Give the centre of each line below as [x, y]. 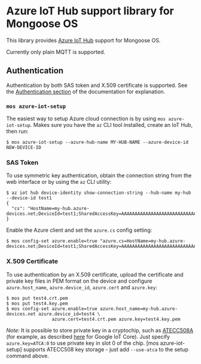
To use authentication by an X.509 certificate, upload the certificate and [95, 274]
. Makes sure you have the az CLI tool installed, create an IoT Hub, [112, 125]
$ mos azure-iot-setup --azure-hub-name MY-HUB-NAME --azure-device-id [97, 142]
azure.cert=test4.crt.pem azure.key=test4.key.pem [116, 319]
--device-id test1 [29, 198]
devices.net [21, 314]
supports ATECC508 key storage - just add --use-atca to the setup [106, 349]
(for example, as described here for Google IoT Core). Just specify [88, 336]
